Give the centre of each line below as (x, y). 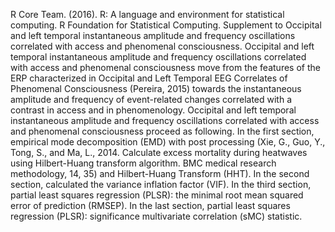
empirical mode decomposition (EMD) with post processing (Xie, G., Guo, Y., (168, 142)
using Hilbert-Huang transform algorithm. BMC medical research (143, 163)
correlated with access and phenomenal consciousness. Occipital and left (162, 46)
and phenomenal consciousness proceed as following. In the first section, (162, 131)
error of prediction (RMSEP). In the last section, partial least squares (150, 205)
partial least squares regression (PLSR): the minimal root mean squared (157, 195)
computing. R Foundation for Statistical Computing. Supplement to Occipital (166, 25)
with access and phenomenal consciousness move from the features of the (165, 67)
